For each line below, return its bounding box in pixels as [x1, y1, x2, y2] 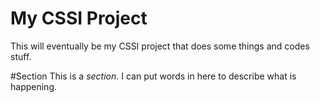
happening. [10, 80, 57, 92]
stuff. [10, 50, 32, 62]
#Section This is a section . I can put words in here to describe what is [10, 70, 297, 82]
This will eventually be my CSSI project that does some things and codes [10, 40, 310, 52]
